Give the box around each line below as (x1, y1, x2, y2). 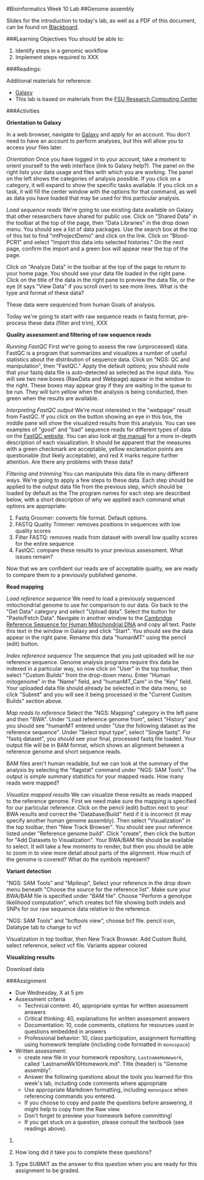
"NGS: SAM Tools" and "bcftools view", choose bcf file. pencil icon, (6, 917, 176, 924)
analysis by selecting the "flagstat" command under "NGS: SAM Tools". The (6, 766, 197, 773)
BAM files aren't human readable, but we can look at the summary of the (6, 760, 189, 767)
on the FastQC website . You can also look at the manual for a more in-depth (6, 433, 197, 439)
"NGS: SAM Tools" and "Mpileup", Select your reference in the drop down (6, 880, 191, 886)
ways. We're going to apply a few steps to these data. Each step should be (6, 476, 194, 484)
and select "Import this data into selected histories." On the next (23, 239, 184, 246)
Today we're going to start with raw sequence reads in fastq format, (6, 313, 177, 320)
